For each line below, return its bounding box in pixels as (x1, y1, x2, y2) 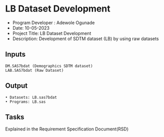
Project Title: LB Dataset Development (12, 30, 91, 36)
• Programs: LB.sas (5, 99, 46, 104)
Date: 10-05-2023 (12, 25, 50, 31)
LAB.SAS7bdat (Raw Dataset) (5, 68, 64, 73)
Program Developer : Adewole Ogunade (12, 20, 95, 26)
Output (5, 81, 28, 90)
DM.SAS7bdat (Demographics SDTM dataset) (5, 63, 93, 68)
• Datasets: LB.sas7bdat (5, 95, 57, 100)
